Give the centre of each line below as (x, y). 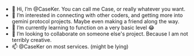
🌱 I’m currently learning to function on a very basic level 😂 (83, 27)
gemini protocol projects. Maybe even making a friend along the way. (96, 21)
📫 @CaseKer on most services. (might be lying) (70, 46)
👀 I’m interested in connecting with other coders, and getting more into (97, 15)
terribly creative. (31, 40)
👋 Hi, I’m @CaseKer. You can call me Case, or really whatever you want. (98, 9)
